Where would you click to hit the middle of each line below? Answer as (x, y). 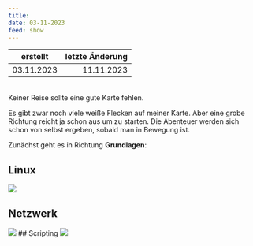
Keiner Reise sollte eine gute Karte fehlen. (76, 98)
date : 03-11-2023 (37, 23)
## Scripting (38, 233)
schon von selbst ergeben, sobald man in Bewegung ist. (99, 130)
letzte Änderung (97, 57)
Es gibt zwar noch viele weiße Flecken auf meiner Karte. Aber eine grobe (127, 113)
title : (19, 15)
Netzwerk (33, 213)
